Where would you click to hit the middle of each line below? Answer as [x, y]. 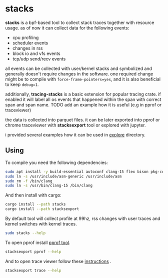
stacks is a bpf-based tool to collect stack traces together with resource [80, 22]
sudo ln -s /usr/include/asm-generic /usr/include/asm [63, 176]
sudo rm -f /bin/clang [29, 181]
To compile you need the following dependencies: [57, 162]
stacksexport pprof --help [33, 251]
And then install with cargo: [33, 195]
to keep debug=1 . [22, 84]
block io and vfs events [36, 53]
